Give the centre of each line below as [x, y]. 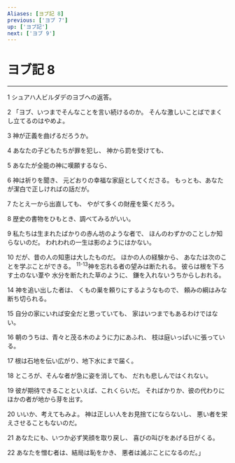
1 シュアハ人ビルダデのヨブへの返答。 [61, 97]
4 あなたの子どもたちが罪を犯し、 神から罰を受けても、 [87, 150]
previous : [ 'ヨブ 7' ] [38, 20]
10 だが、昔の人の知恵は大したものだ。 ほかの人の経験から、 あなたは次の [114, 257]
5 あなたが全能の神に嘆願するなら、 [59, 166]
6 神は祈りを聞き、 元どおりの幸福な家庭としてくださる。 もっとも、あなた [115, 180]
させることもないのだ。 [47, 422]
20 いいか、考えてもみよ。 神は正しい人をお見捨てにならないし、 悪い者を [114, 414]
